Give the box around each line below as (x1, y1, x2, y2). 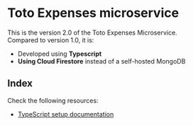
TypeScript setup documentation (17, 109, 114, 118)
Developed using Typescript (17, 49, 102, 58)
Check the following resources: (7, 96, 99, 105)
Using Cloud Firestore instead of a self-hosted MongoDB (17, 56, 186, 65)
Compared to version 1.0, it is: (7, 35, 94, 44)
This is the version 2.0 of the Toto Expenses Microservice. (7, 28, 177, 37)
